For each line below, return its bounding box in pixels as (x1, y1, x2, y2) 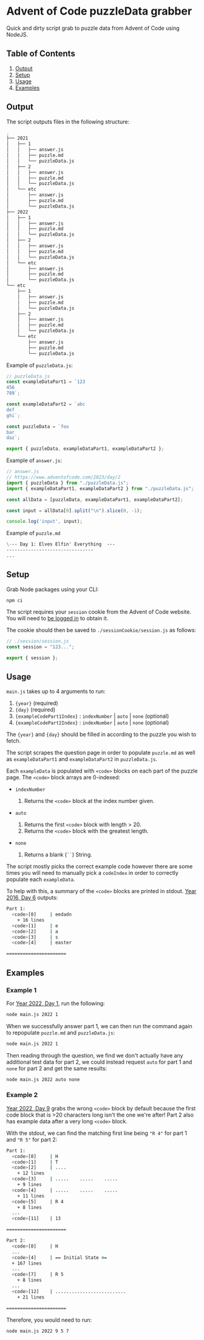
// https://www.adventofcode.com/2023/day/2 (6, 474, 121, 480)
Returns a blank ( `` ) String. (24, 851, 92, 858)
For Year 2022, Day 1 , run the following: (6, 1000, 105, 1007)
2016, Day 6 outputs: (6, 894, 58, 902)
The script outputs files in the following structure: (6, 118, 129, 125)
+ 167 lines (12, 1260, 42, 1266)
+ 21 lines (17, 1294, 45, 1300)
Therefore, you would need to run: (6, 1316, 92, 1324)
